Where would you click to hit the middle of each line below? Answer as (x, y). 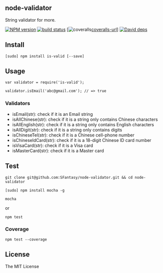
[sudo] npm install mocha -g (35, 190)
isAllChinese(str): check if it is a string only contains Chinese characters (85, 119)
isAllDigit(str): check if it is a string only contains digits (67, 130)
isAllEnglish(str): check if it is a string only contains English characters (83, 124)
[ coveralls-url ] (93, 29)
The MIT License (22, 266)
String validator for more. (30, 20)
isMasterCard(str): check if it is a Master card (58, 150)
